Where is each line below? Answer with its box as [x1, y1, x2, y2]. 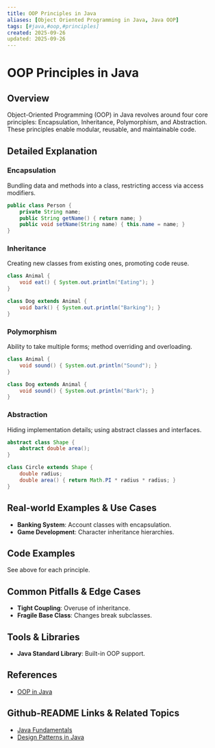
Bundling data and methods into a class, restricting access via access [7, 181, 204, 190]
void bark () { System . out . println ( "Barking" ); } [19, 304, 161, 311]
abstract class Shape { [7, 439, 75, 446]
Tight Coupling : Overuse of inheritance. [16, 604, 131, 612]
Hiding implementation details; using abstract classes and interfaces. [7, 425, 202, 433]
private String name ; [19, 208, 81, 215]
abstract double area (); [19, 445, 90, 452]
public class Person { [7, 202, 72, 209]
